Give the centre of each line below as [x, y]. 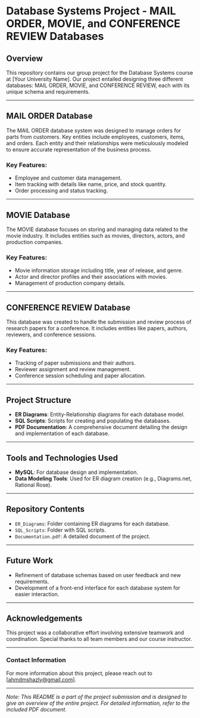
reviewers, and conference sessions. [51, 335]
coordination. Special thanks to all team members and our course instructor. [99, 639]
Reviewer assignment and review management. [73, 369]
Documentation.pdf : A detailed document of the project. [82, 536]
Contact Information [36, 660]
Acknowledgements [44, 618]
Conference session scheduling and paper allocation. [80, 376]
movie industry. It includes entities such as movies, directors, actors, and [96, 235]
